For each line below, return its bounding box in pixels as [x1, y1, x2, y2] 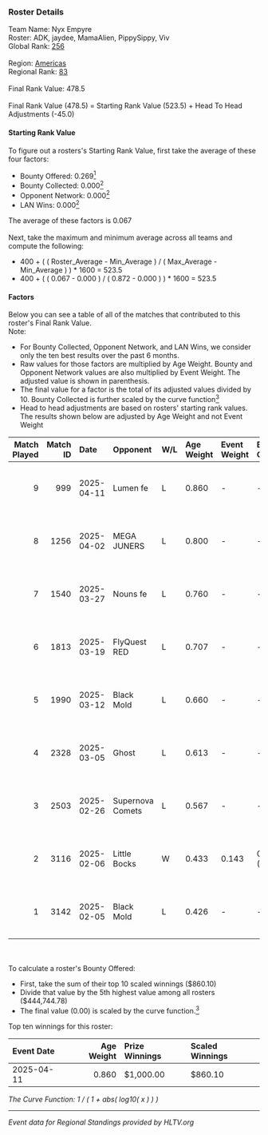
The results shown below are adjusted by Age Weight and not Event [19, 411, 243, 421]
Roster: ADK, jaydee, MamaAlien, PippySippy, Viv [8, 33, 170, 42]
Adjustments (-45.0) [8, 110, 75, 119]
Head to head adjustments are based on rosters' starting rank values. [19, 403, 248, 412]
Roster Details [8, 6, 65, 18]
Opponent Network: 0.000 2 [19, 189, 110, 200]
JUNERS [112, 540, 145, 552]
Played [12, 448, 39, 460]
